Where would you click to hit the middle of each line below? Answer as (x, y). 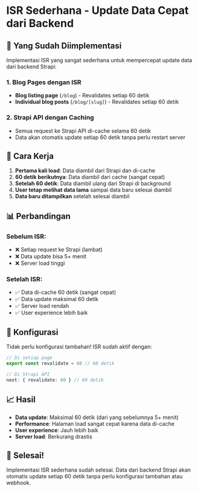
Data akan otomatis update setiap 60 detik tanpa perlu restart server (100, 137)
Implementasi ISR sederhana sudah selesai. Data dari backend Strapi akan (99, 470)
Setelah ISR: (24, 279)
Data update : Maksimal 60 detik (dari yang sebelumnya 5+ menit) (97, 417)
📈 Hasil (21, 400)
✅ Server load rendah (42, 306)
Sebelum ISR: (26, 236)
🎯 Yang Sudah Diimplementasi (64, 46)
